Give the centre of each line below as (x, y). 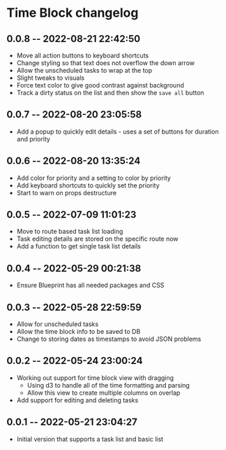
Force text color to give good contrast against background (100, 85)
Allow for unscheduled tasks (58, 324)
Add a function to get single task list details (78, 246)
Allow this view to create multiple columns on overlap (104, 393)
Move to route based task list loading (70, 232)
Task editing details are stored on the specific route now (97, 239)
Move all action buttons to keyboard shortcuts (83, 55)
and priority (33, 139)
